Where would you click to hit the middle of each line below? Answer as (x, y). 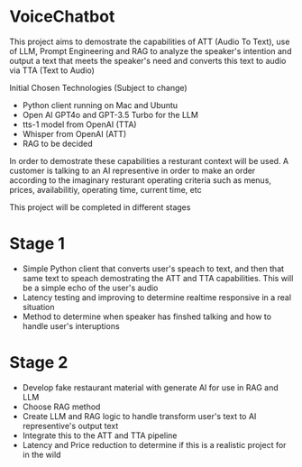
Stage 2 (39, 363)
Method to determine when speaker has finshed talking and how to (147, 316)
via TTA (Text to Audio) (52, 70)
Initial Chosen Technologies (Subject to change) (98, 87)
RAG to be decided (57, 143)
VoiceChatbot (62, 17)
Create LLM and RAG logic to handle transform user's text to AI (139, 416)
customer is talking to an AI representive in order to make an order (133, 170)
